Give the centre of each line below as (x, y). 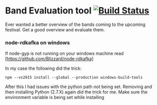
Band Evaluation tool (48, 11)
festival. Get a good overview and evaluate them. (55, 29)
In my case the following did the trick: (43, 68)
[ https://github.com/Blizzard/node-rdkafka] (49, 59)
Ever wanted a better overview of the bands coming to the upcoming (75, 24)
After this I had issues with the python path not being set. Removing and (79, 87)
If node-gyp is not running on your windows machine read (64, 53)
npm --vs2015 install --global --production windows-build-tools (74, 78)
